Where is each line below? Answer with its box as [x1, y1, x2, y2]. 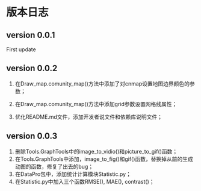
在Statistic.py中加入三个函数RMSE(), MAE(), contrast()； [14, 178, 155, 185]
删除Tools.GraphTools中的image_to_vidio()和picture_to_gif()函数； [14, 148, 178, 155]
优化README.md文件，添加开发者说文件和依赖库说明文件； [14, 113, 162, 121]
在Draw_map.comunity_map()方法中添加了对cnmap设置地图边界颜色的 [14, 80, 190, 87]
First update [6, 46, 36, 53]
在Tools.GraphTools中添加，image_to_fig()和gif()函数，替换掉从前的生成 [14, 155, 194, 163]
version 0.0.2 [6, 63, 58, 74]
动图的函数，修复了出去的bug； [14, 163, 94, 170]
